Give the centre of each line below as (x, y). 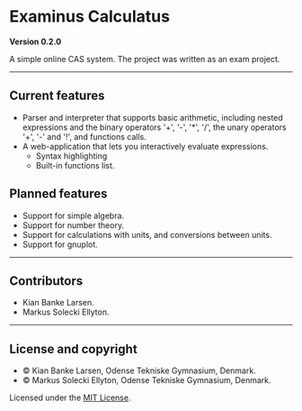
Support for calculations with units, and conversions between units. (147, 234)
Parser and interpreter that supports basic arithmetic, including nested (152, 117)
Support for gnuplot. (60, 244)
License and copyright (73, 349)
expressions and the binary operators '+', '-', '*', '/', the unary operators (154, 127)
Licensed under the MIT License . (70, 397)
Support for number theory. (73, 225)
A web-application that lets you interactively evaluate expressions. (145, 146)
